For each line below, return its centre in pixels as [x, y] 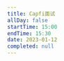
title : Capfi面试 [31, 14]
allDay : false [28, 20]
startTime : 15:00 [32, 27]
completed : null [31, 46]
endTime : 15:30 [29, 33]
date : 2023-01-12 [32, 40]
